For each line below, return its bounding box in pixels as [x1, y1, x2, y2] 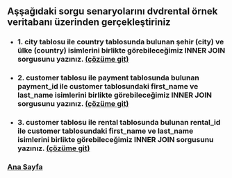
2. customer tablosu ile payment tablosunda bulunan [17, 73, 199, 82]
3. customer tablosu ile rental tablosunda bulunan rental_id [17, 118, 221, 127]
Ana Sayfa [7, 162, 43, 172]
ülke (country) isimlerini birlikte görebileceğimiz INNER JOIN [17, 46, 226, 55]
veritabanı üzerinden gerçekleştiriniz [7, 17, 172, 28]
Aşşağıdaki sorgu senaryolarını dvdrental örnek [7, 6, 218, 17]
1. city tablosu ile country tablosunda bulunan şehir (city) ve [17, 37, 224, 47]
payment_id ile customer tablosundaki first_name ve [17, 82, 199, 91]
